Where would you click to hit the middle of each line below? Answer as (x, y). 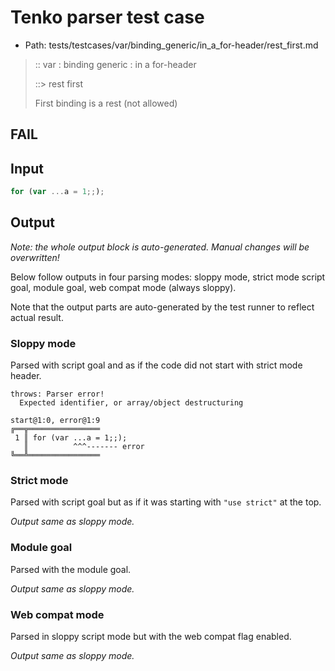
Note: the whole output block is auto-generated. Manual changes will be (160, 247)
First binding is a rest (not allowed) (106, 103)
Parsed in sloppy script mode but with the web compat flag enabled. (151, 637)
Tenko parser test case (107, 17)
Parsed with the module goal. (71, 569)
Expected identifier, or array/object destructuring (131, 403)
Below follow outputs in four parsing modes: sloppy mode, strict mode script (168, 277)
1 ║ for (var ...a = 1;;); (71, 438)
